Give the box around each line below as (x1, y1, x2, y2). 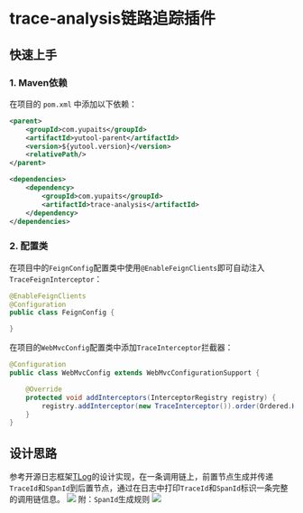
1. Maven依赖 (9, 76, 68, 89)
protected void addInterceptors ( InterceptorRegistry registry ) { (25, 393, 277, 402)
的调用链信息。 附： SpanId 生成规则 (9, 494, 151, 505)
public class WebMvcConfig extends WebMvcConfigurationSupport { (9, 368, 260, 378)
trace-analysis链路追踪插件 (9, 8, 216, 29)
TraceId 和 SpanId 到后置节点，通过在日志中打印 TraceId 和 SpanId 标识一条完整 (9, 482, 289, 493)
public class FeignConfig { (9, 308, 115, 317)
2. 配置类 (9, 240, 49, 253)
